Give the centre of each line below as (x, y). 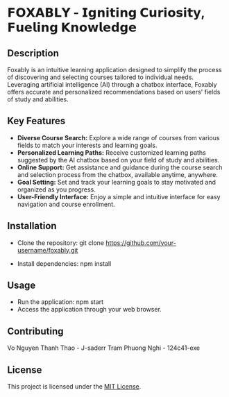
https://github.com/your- (141, 243)
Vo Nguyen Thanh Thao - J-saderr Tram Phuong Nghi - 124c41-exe (104, 348)
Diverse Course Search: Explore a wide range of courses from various (118, 137)
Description (33, 53)
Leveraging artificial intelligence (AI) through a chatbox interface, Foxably (112, 84)
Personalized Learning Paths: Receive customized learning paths (111, 152)
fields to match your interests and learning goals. (87, 145)
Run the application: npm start (60, 302)
